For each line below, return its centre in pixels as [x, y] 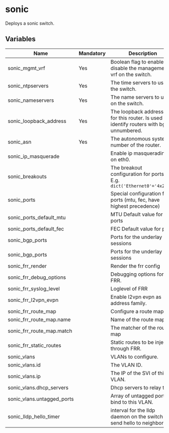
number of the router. [136, 145]
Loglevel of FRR [129, 288]
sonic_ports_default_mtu [37, 217]
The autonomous [131, 139]
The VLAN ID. [126, 365]
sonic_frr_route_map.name [39, 320]
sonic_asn [20, 142]
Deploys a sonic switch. [30, 23]
